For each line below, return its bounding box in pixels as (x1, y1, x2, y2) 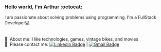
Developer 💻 (4, 20, 30, 26)
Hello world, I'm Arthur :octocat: (4, 3, 83, 10)
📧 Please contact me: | (4, 41, 88, 47)
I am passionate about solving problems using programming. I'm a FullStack (4, 15, 157, 20)
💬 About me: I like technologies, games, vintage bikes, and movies (4, 36, 139, 42)
